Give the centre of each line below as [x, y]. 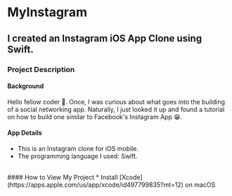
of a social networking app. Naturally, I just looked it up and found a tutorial [116, 109]
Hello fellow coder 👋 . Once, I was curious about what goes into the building [116, 102]
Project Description [41, 69]
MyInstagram [47, 12]
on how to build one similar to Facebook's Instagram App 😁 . [95, 116]
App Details [25, 133]
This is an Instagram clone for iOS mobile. [78, 148]
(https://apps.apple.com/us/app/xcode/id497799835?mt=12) [96, 185]
